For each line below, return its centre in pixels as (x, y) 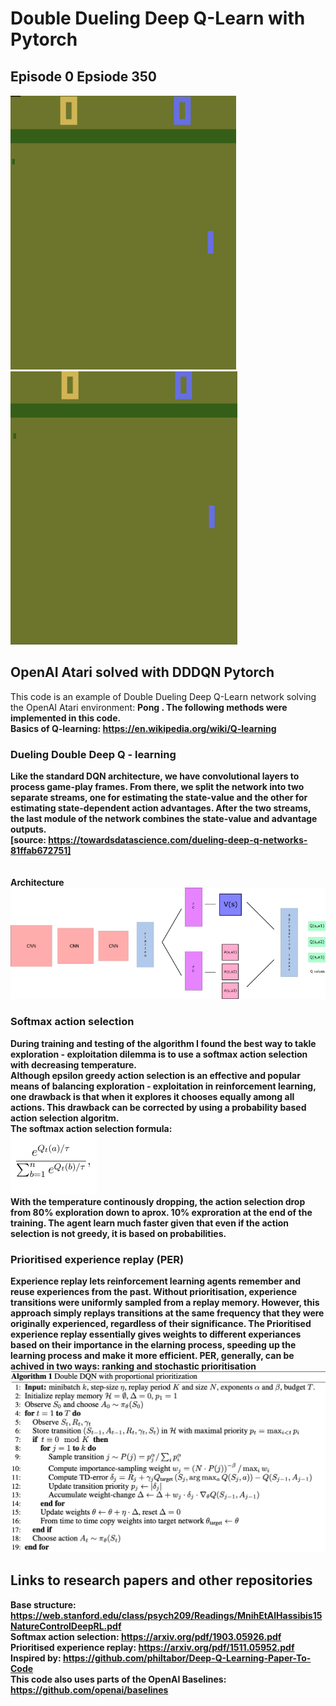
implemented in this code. (66, 718)
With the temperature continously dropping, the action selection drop (158, 1201)
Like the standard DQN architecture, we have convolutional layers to (155, 776)
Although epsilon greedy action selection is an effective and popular (155, 1075)
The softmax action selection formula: (91, 1128)
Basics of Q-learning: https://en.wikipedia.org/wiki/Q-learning (143, 728)
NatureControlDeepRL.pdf (66, 1626)
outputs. (28, 829)
